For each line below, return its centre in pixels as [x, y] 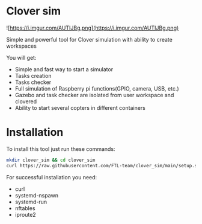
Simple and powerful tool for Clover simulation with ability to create [89, 39]
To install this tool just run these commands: [61, 149]
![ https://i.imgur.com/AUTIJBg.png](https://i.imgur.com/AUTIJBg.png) [93, 28]
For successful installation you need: [52, 177]
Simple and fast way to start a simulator [64, 69]
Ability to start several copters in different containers [80, 107]
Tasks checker [33, 82]
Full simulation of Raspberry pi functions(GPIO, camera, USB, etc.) [97, 88]
